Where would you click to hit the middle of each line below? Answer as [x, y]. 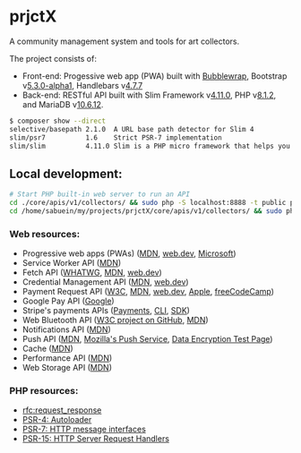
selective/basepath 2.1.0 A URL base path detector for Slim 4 [132, 129]
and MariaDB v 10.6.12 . [63, 104]
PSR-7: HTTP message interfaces [84, 429]
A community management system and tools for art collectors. [125, 41]
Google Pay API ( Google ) [68, 301]
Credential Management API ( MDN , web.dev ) [106, 282]
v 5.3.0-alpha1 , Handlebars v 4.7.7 [82, 85]
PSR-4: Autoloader [57, 420]
